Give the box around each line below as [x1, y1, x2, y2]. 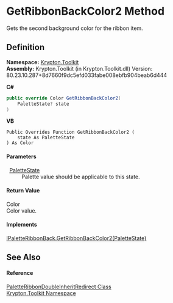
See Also [6, 252, 41, 263]
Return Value [6, 187, 40, 194]
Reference [6, 269, 34, 276]
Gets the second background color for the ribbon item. [6, 24, 143, 32]
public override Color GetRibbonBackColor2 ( [6, 95, 121, 101]
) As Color [6, 140, 34, 146]
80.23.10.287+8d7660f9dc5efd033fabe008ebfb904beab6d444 [6, 71, 168, 79]
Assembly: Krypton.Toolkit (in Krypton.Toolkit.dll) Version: [6, 65, 153, 72]
